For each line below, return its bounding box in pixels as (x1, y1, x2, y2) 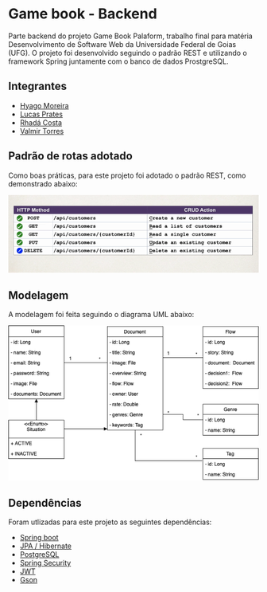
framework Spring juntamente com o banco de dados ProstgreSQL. (8, 57, 229, 66)
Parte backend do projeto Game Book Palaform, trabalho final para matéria (8, 31, 253, 41)
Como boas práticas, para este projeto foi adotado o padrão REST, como (8, 171, 246, 180)
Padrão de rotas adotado (8, 149, 133, 163)
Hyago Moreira (19, 100, 69, 110)
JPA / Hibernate (19, 541, 72, 551)
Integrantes (8, 80, 68, 93)
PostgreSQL (19, 550, 60, 559)
